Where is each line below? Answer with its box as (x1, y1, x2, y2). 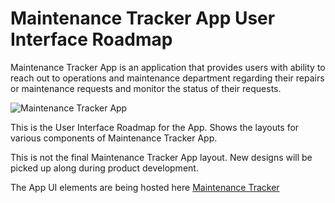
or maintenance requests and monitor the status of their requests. (10, 82, 282, 94)
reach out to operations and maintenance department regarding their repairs (10, 72, 325, 84)
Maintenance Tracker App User (10, 7, 276, 30)
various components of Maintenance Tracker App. (10, 132, 218, 144)
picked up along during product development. (10, 162, 199, 174)
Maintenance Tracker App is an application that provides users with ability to (10, 61, 326, 73)
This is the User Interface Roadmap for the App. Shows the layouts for (10, 121, 300, 133)
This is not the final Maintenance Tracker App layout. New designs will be (10, 151, 313, 163)
